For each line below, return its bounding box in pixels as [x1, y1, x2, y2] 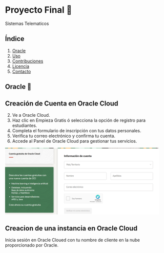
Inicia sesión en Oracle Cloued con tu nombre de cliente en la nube [5, 237, 140, 243]
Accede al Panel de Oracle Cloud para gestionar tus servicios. [12, 138, 138, 144]
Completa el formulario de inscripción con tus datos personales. [12, 127, 142, 133]
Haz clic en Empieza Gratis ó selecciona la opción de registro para [12, 117, 146, 123]
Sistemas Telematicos [5, 21, 49, 26]
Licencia [12, 63, 29, 69]
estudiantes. [12, 122, 38, 128]
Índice [5, 35, 24, 43]
